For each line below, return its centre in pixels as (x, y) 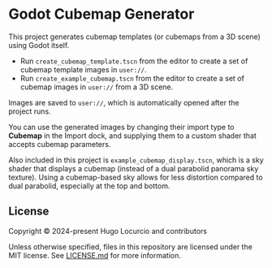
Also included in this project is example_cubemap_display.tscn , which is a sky (136, 160)
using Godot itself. (39, 45)
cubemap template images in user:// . (84, 69)
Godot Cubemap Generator (101, 14)
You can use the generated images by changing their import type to (121, 127)
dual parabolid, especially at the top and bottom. (89, 186)
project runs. (30, 111)
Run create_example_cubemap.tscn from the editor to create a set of (132, 78)
